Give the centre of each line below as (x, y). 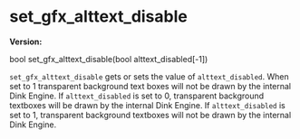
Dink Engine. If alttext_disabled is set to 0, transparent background (137, 96)
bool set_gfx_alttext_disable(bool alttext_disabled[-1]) (109, 59)
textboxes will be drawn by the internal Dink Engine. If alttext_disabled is (147, 105)
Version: (26, 42)
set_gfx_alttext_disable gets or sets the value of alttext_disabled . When (149, 76)
